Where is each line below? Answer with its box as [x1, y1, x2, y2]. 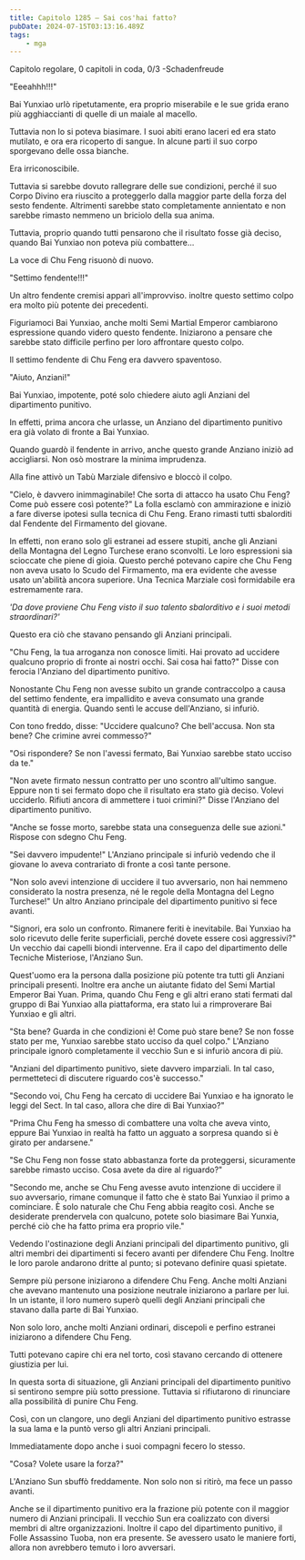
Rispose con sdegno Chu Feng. [9, 832, 127, 843]
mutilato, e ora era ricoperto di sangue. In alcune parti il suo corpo [9, 136, 258, 147]
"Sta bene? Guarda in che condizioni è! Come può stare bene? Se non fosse [9, 1026, 294, 1038]
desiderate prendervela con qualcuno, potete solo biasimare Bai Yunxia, [9, 1211, 280, 1222]
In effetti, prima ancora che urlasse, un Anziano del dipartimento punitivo [9, 417, 283, 428]
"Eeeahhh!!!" [9, 81, 57, 92]
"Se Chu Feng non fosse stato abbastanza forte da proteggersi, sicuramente [9, 1155, 296, 1166]
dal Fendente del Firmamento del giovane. [9, 518, 168, 529]
